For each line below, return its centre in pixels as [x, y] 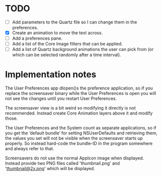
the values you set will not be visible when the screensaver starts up [74, 138]
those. [12, 118]
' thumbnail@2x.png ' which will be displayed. [50, 169]
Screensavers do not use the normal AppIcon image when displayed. [75, 158]
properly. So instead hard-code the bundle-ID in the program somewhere [79, 143]
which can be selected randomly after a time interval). [67, 55]
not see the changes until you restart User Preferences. [61, 99]
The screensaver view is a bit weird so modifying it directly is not [70, 108]
